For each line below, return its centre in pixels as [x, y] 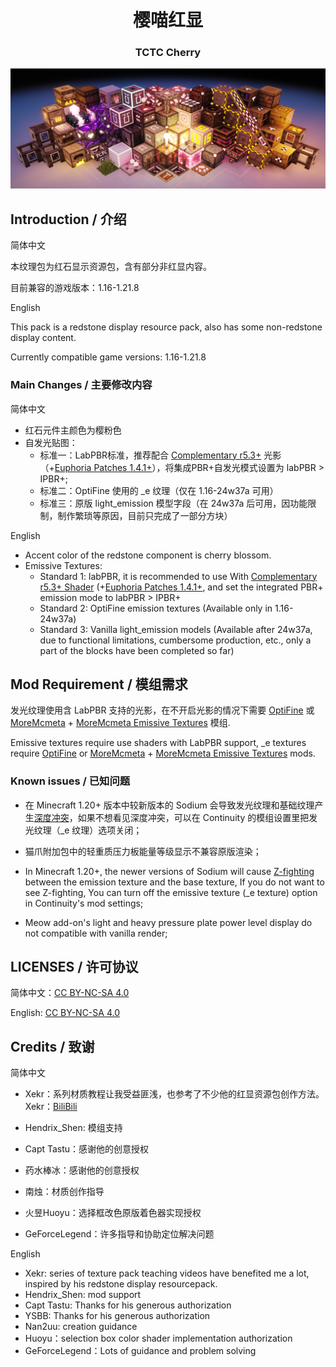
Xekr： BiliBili [51, 1107]
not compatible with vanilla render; [96, 933]
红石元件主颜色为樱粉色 [73, 430]
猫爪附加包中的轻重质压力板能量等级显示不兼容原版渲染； [143, 851]
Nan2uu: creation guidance [81, 1327]
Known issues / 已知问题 [70, 781]
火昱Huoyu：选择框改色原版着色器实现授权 [113, 1213]
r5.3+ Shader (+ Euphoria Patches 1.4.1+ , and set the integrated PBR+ [181, 587]
